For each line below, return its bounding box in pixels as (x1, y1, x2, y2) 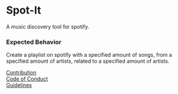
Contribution (6, 69, 37, 76)
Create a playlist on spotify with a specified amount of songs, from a (6, 51, 172, 59)
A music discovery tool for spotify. (6, 23, 90, 30)
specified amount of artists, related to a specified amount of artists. (6, 57, 170, 65)
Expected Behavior (6, 38, 62, 46)
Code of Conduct (6, 75, 48, 83)
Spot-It (6, 4, 41, 17)
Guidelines (6, 82, 32, 89)
